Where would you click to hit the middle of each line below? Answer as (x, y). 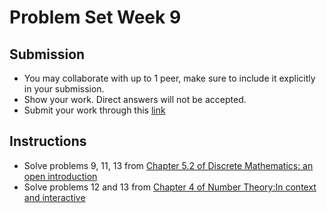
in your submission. (64, 89)
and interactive (54, 197)
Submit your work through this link (94, 110)
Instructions (48, 141)
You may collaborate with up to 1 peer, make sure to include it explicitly (169, 78)
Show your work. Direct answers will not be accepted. (135, 99)
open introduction (60, 176)
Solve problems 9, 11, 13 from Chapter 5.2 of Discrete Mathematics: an (168, 165)
